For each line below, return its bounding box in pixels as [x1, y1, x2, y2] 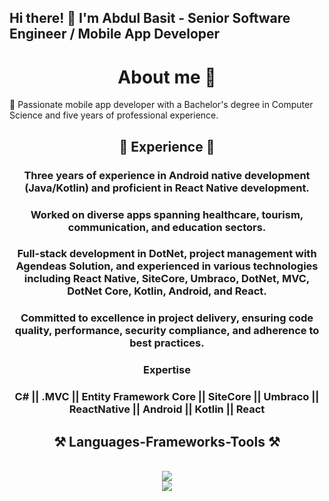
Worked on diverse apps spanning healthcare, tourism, [30, 207, 304, 221]
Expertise [143, 363, 191, 377]
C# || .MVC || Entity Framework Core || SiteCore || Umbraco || [14, 390, 320, 404]
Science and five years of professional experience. [9, 109, 219, 121]
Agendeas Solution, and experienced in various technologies [15, 259, 319, 273]
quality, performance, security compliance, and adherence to [14, 324, 320, 338]
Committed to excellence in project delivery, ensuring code [20, 311, 314, 325]
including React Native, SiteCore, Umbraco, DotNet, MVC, [23, 272, 311, 286]
